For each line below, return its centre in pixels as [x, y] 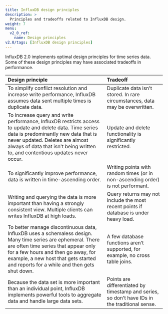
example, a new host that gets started [52, 258]
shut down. [21, 271]
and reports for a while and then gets [51, 264]
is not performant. [128, 186]
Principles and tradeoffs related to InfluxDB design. [68, 19]
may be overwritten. [130, 107]
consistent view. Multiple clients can [50, 209]
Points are [119, 279]
